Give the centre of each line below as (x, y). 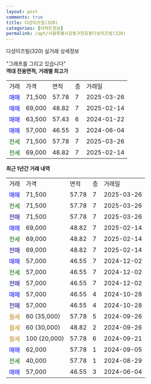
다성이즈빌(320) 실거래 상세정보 (43, 51)
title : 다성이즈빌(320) (32, 22)
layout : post (22, 12)
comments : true (25, 17)
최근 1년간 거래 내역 (28, 168)
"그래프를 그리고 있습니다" (36, 64)
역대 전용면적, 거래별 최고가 (37, 71)
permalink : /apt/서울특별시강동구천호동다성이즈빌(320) (66, 34)
